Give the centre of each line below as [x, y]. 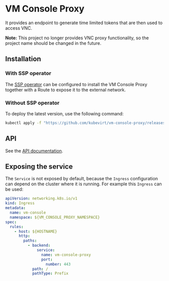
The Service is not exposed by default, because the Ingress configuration [82, 179]
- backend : [39, 245]
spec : [11, 222]
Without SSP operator [32, 103]
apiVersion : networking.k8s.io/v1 [41, 199]
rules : [17, 227]
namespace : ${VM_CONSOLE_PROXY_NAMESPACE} [55, 217]
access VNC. [19, 28]
